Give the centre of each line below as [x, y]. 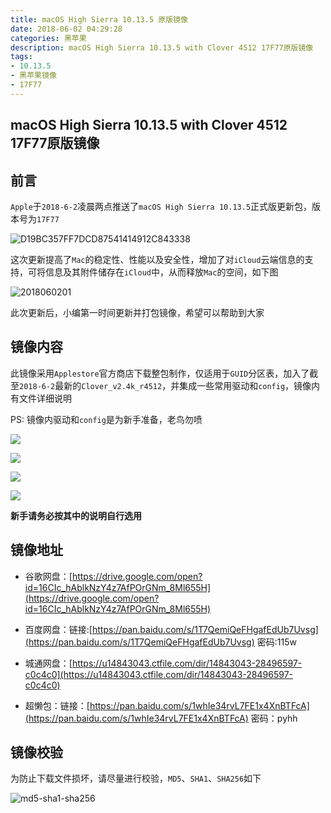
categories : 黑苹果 [48, 38]
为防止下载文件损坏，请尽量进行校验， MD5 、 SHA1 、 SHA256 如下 [136, 778]
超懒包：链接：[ [57, 705]
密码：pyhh [274, 718]
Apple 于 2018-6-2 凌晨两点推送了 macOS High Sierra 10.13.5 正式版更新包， [161, 206]
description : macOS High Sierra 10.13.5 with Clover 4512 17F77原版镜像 [162, 47]
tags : [21, 57]
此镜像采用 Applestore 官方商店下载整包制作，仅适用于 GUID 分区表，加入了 [160, 373]
